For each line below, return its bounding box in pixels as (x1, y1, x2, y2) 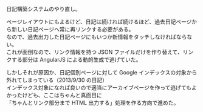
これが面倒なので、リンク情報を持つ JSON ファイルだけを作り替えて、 (6, 48, 184, 56)
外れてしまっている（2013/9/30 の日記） (6, 76, 108, 84)
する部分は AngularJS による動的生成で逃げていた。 (11, 56, 142, 63)
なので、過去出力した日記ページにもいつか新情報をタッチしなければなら (6, 33, 187, 41)
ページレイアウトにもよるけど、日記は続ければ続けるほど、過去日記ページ (6, 18, 192, 25)
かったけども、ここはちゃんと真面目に (6, 91, 102, 99)
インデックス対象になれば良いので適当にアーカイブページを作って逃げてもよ (6, 84, 198, 91)
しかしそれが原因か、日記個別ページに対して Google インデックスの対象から (6, 69, 198, 76)
